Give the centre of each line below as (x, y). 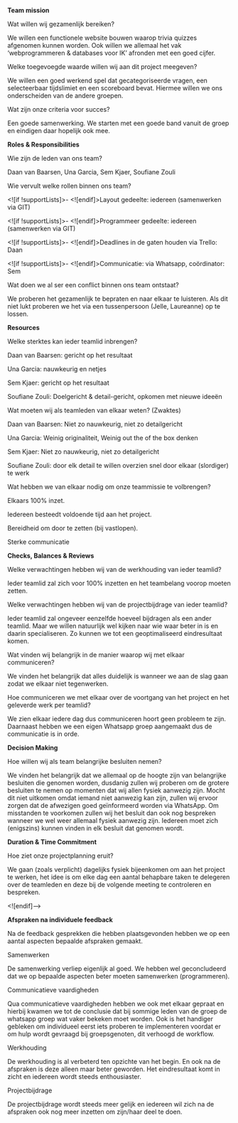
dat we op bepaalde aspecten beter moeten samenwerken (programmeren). (119, 976)
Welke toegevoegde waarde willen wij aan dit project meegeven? (102, 66)
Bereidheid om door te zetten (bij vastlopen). (73, 528)
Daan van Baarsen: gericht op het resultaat (70, 355)
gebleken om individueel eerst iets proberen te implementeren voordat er (114, 1026)
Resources (24, 328)
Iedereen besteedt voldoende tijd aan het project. (80, 514)
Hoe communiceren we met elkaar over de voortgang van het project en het (118, 697)
